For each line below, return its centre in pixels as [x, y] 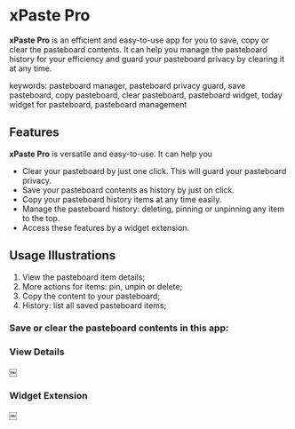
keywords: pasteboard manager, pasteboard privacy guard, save [128, 85]
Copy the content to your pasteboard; [91, 296]
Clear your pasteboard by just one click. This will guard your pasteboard [154, 171]
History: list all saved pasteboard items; [94, 305]
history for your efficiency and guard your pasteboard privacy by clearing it [147, 59]
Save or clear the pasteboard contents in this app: [119, 328]
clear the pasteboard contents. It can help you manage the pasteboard [139, 49]
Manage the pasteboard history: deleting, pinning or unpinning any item [153, 209]
